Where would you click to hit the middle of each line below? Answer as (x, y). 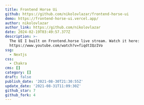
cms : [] (13, 68)
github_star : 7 (20, 90)
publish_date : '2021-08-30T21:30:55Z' (44, 81)
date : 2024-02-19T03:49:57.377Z (38, 32)
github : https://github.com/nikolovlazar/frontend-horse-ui (67, 14)
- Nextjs (18, 54)
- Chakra (18, 63)
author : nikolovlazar (27, 23)
